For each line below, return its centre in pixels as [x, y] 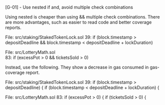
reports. [13, 27]
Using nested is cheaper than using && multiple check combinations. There [82, 17]
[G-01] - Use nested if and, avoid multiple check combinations [69, 7]
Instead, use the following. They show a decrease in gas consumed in [77, 67]
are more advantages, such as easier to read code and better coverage [78, 22]
